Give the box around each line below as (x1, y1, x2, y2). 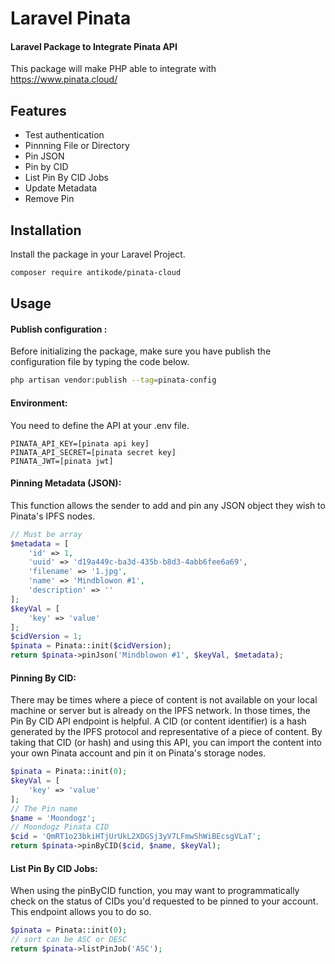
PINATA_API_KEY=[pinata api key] (10, 438, 150, 449)
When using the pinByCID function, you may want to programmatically (10, 885, 300, 897)
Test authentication (24, 129, 105, 141)
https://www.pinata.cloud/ (10, 73, 118, 86)
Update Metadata (24, 182, 98, 194)
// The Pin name (10, 803, 78, 814)
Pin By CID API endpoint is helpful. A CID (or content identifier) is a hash (10, 715, 307, 727)
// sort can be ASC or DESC (10, 935, 128, 945)
